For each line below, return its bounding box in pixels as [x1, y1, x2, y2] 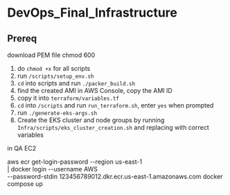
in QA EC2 [7, 144, 37, 152]
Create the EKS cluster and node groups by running [17, 116, 165, 124]
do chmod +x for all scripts [17, 65, 91, 72]
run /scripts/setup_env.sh [17, 71, 94, 80]
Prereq [7, 33, 37, 44]
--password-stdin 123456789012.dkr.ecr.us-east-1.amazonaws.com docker [7, 172, 223, 180]
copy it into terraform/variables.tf [17, 94, 120, 102]
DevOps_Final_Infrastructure [7, 5, 178, 21]
